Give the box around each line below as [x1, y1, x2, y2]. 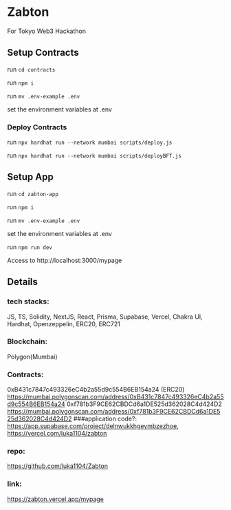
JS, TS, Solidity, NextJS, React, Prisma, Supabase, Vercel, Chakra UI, [7, 312, 203, 321]
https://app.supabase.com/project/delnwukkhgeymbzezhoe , [7, 422, 179, 430]
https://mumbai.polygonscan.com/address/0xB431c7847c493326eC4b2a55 [7, 393, 224, 401]
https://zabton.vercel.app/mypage [7, 495, 104, 503]
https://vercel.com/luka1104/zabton [7, 429, 107, 438]
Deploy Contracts [7, 122, 67, 131]
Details [7, 276, 38, 288]
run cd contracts [7, 65, 56, 73]
